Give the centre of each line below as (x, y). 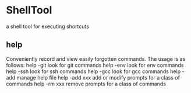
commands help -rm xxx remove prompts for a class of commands (86, 84)
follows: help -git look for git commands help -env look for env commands (95, 65)
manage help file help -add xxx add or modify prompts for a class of (98, 77)
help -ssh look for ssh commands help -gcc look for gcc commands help (93, 71)
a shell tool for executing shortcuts (47, 26)
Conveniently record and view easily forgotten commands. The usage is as (96, 58)
